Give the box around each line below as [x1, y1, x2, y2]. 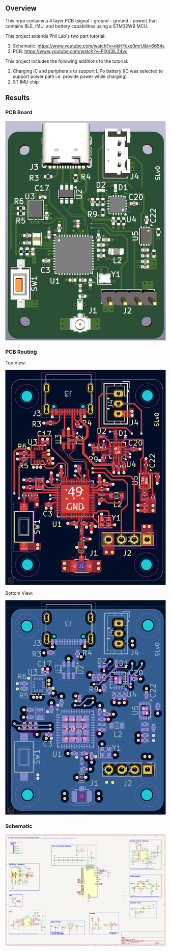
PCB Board [5, 109, 33, 116]
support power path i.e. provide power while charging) [12, 73, 127, 80]
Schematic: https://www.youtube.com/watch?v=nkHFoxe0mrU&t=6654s [12, 43, 165, 49]
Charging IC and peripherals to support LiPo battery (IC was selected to [12, 68, 163, 74]
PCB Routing [5, 348, 37, 355]
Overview [5, 4, 37, 13]
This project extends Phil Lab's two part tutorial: [5, 33, 106, 39]
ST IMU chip [12, 78, 39, 85]
